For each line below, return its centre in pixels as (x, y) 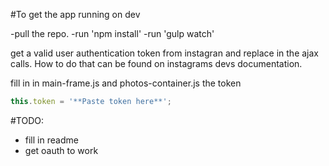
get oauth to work (61, 150)
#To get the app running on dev (75, 14)
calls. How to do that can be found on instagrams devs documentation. (156, 63)
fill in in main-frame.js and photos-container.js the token (126, 83)
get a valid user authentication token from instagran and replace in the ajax (164, 53)
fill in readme (51, 140)
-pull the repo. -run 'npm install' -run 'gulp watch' (112, 33)
